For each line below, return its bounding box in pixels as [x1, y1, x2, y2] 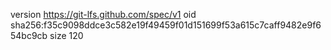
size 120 [49, 30, 84, 41]
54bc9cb [10, 30, 48, 41]
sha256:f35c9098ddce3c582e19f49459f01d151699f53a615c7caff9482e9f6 [10, 19, 322, 31]
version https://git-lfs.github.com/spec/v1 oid [10, 9, 197, 20]
